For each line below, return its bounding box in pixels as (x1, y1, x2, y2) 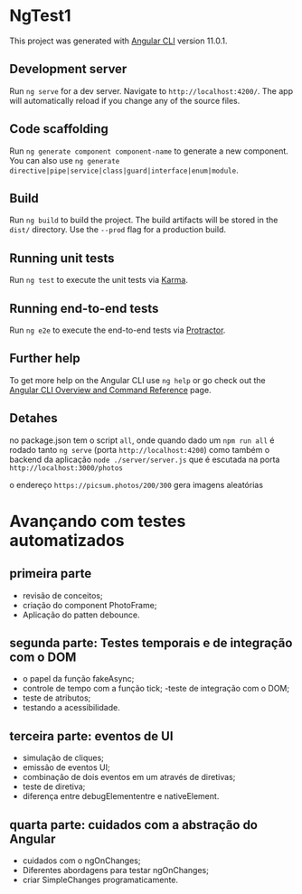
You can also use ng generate (9, 155, 120, 165)
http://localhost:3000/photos (9, 463, 124, 473)
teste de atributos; (22, 692, 91, 703)
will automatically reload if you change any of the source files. (9, 95, 241, 106)
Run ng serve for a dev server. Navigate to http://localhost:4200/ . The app (9, 85, 294, 96)
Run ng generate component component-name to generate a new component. (9, 146, 289, 156)
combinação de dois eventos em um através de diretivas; (22, 772, 236, 783)
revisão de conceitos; (22, 589, 103, 601)
